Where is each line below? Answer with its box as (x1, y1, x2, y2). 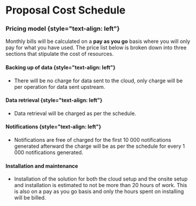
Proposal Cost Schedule (5, 4, 126, 17)
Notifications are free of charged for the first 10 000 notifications (14, 137, 171, 144)
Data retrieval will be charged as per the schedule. (14, 109, 137, 117)
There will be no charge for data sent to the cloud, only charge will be (14, 77, 183, 84)
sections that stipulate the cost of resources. (5, 51, 114, 58)
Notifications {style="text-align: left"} (5, 123, 101, 130)
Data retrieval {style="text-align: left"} (5, 97, 103, 104)
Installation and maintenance (5, 162, 78, 170)
